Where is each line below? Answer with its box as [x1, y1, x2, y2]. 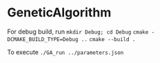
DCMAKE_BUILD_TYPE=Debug [7, 36, 79, 42]
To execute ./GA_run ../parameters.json [7, 48, 124, 56]
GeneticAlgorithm [7, 5, 112, 21]
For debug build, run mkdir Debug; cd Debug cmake [7, 27, 149, 36]
